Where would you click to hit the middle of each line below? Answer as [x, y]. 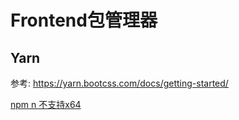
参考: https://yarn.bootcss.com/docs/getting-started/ [119, 83]
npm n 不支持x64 [46, 104]
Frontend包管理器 [84, 20]
